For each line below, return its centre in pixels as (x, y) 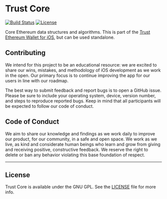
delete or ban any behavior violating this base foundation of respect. (75, 155)
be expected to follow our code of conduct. (49, 106)
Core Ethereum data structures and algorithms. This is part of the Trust (78, 32)
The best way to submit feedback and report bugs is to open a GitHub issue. (83, 90)
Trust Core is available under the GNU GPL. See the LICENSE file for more (81, 187)
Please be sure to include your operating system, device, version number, (81, 95)
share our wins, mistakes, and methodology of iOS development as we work (83, 70)
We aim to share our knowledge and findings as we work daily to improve (80, 133)
